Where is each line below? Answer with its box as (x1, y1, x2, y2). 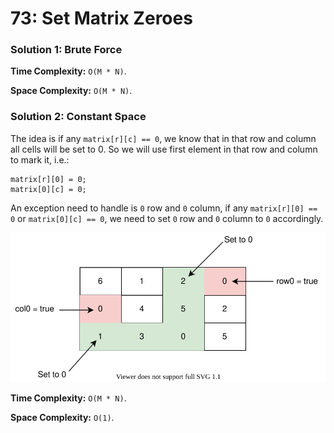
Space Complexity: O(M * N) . (10, 85, 133, 97)
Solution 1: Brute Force (10, 43, 123, 57)
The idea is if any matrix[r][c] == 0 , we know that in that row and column (10, 132, 317, 144)
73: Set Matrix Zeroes (10, 7, 193, 30)
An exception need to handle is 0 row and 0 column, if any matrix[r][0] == (10, 202, 318, 214)
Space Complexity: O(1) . (10, 411, 115, 423)
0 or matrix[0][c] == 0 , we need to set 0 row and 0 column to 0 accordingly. (10, 212, 324, 224)
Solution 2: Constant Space (10, 110, 147, 124)
